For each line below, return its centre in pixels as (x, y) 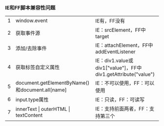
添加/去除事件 (31, 48)
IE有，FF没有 (110, 21)
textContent (29, 115)
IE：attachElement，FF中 (124, 45)
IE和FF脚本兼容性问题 (30, 7)
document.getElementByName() (52, 83)
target (102, 37)
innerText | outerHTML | (43, 109)
